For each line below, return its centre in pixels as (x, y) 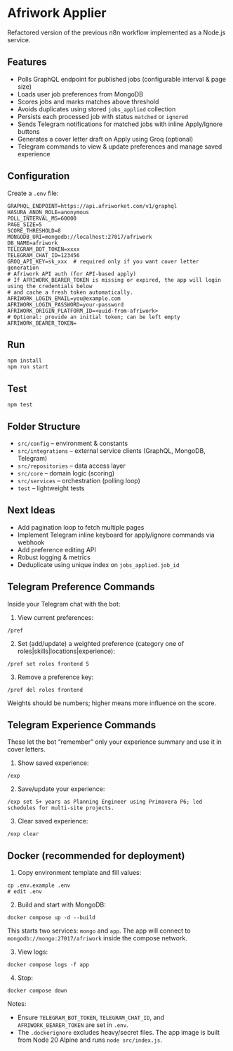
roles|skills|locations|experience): (66, 651)
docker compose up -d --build (52, 918)
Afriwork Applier (57, 13)
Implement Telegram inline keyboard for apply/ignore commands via (116, 535)
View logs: (32, 952)
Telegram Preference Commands (81, 587)
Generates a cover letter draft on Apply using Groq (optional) (105, 139)
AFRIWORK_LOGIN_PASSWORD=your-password (66, 304)
